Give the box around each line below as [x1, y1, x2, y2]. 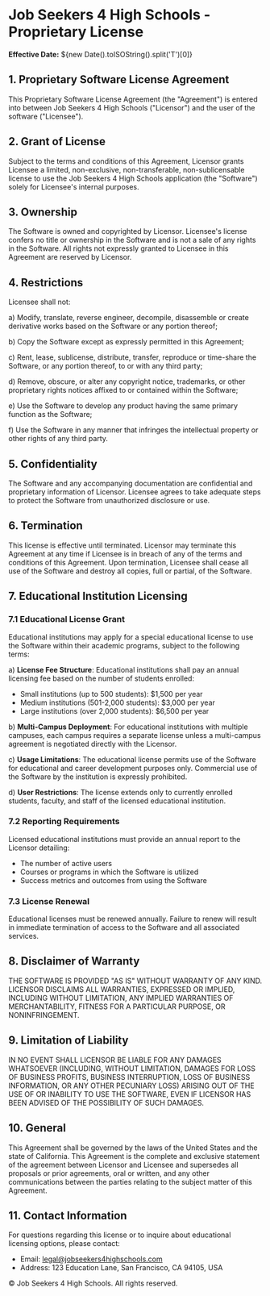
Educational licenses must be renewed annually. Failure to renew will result [8, 914, 257, 924]
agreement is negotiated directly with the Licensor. [8, 739, 177, 748]
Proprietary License [8, 23, 143, 41]
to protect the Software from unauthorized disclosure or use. [8, 496, 210, 505]
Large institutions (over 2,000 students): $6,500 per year [19, 706, 210, 715]
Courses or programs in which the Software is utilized [19, 867, 199, 877]
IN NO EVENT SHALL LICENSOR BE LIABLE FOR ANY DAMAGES [8, 1055, 222, 1065]
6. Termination [8, 519, 83, 533]
